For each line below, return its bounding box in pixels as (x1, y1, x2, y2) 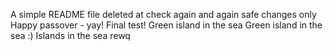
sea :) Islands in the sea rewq (10, 30, 131, 41)
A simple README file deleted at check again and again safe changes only (10, 9, 317, 20)
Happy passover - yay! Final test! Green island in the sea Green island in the (10, 19, 323, 31)
